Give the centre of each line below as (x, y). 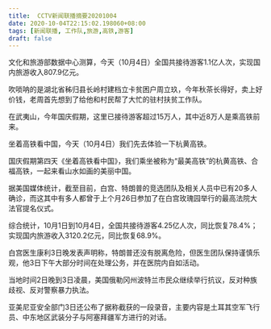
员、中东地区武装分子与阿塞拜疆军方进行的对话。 (90, 317)
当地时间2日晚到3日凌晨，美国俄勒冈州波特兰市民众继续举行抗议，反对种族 (133, 280)
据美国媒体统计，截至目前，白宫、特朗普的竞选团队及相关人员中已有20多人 (133, 188)
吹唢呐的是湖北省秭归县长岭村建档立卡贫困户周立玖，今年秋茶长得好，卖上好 (135, 90)
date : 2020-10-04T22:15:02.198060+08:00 (77, 23)
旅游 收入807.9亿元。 (50, 73)
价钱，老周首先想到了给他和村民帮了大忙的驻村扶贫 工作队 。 (107, 100)
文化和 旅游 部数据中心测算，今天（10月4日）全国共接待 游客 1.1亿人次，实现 (131, 62)
